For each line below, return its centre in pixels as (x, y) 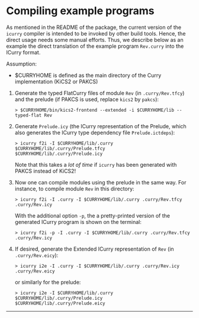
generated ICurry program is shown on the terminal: (78, 222)
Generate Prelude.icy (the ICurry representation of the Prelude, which (100, 126)
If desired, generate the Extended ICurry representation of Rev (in (94, 249)
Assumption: (22, 64)
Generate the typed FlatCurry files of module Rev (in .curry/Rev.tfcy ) (99, 93)
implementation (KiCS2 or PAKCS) (56, 82)
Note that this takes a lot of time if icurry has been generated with (96, 164)
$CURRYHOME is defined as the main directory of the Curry (88, 75)
